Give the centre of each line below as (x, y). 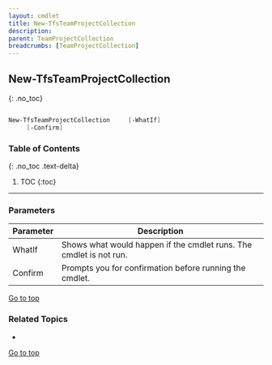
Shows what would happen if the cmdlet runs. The (157, 245)
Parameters (32, 210)
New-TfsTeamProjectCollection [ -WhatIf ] (85, 120)
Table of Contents (45, 148)
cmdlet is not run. (94, 255)
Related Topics (38, 319)
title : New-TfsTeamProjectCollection (72, 23)
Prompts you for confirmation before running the (153, 268)
